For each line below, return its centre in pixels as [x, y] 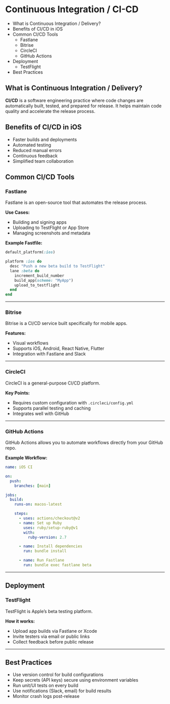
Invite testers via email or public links [51, 636]
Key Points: [17, 393]
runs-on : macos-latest [38, 505]
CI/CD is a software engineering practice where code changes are [74, 100]
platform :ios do [24, 261]
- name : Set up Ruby [40, 523]
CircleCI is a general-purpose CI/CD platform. [53, 383]
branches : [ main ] [33, 486]
